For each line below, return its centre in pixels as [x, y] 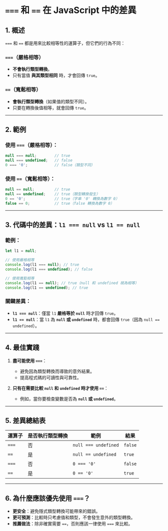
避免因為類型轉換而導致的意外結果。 [57, 371]
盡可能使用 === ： [29, 361]
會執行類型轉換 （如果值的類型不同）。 [51, 101]
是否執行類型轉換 [48, 436]
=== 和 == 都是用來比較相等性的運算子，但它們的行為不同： [65, 43]
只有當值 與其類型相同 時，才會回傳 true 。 [56, 75]
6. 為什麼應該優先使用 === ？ [48, 498]
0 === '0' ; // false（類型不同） [50, 165]
